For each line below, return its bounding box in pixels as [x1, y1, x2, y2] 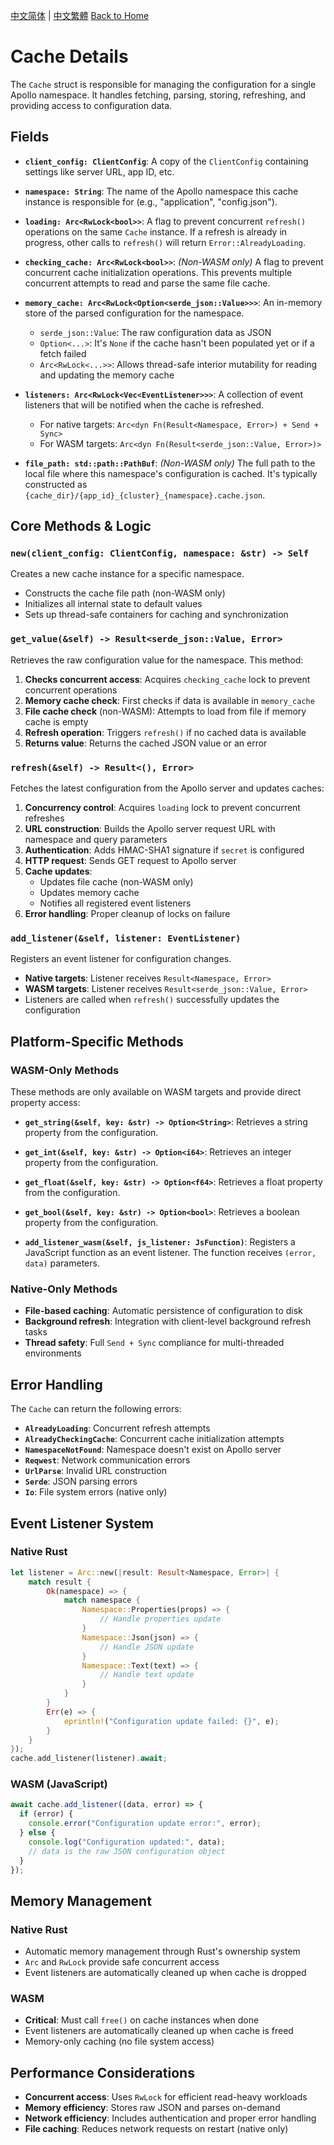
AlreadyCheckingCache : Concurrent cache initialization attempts [24, 1433, 285, 1445]
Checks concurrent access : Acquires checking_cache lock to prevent [24, 673, 311, 685]
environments [24, 1347, 82, 1359]
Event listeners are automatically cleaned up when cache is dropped [24, 1967, 307, 1979]
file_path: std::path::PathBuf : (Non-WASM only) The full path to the [24, 457, 316, 469]
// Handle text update [99, 1670, 195, 1680]
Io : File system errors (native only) [24, 1486, 168, 1498]
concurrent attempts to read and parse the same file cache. [24, 277, 271, 289]
